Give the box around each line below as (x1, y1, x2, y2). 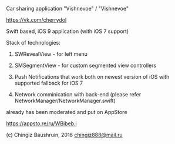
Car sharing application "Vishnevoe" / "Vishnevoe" (6, 5, 129, 12)
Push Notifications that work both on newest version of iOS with (14, 73, 170, 80)
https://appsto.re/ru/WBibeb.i (6, 120, 78, 127)
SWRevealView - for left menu (14, 51, 88, 58)
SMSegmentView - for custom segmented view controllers (14, 62, 157, 69)
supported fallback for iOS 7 (14, 79, 83, 86)
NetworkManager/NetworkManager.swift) (14, 97, 116, 104)
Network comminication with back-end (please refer (14, 91, 142, 98)
